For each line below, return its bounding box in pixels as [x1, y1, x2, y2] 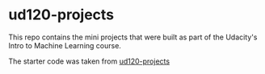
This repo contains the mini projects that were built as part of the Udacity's [8, 32, 258, 42]
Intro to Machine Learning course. [8, 40, 121, 50]
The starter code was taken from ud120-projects [8, 56, 170, 66]
